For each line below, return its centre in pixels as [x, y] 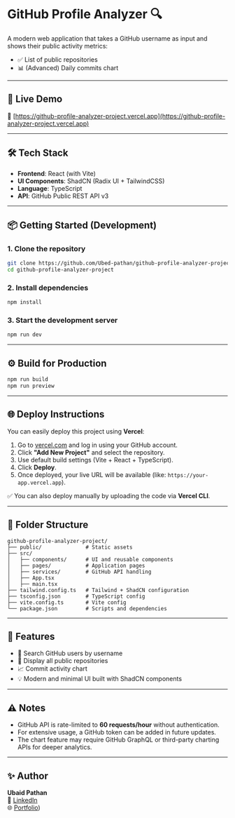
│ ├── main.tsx [33, 584]
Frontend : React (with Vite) [57, 173]
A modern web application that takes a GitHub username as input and [107, 38]
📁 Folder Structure [48, 525]
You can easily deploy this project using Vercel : [76, 431]
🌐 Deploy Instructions [56, 414]
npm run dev [24, 335]
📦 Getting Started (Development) [82, 225]
